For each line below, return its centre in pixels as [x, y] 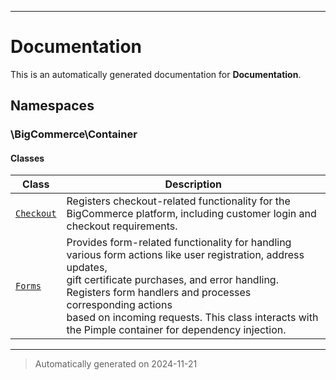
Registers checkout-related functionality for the [178, 201]
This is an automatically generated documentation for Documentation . [156, 74]
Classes [27, 158]
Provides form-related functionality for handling [179, 243]
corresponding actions [119, 305]
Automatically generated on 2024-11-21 [116, 364]
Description [193, 184]
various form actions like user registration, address [185, 255]
